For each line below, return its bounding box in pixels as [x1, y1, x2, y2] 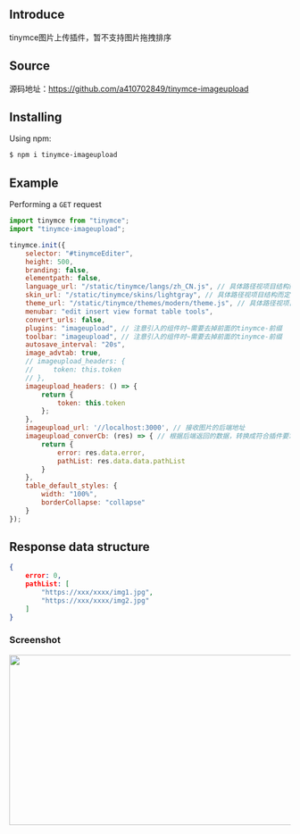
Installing [9, 110, 62, 125]
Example [9, 175, 59, 190]
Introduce [9, 7, 65, 22]
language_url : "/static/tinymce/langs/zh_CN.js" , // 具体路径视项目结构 [25, 282, 289, 291]
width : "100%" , [41, 490, 98, 499]
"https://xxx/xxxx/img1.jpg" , [41, 588, 154, 597]
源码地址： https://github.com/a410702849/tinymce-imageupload [9, 83, 249, 94]
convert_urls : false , [25, 315, 105, 324]
